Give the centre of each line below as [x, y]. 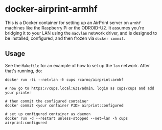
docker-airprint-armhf [51, 9]
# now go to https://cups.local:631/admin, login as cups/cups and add [80, 88]
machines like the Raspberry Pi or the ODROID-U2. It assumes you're [75, 27]
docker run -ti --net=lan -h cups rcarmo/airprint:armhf [64, 79]
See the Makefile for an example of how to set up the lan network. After [78, 65]
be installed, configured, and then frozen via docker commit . [65, 38]
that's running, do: [24, 71]
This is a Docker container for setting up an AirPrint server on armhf [73, 23]
